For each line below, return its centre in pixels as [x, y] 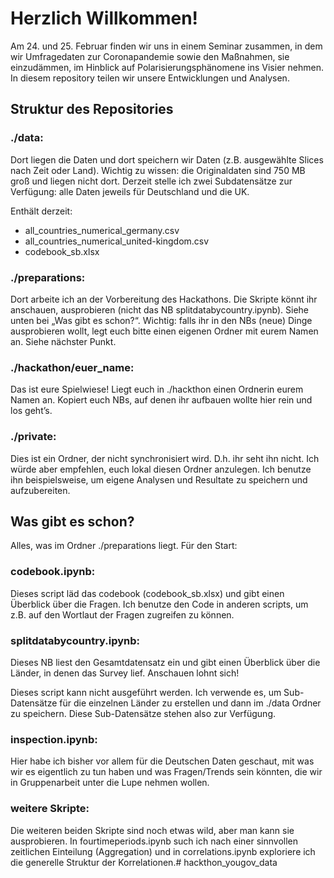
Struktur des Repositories [92, 109]
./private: [33, 437]
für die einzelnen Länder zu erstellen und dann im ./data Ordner [190, 703]
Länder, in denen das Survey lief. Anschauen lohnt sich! [125, 673]
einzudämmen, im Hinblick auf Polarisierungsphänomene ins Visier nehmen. [167, 67]
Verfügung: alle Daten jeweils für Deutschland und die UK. [130, 191]
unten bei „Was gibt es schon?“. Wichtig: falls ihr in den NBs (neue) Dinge [161, 320]
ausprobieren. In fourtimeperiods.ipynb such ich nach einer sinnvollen [154, 841]
